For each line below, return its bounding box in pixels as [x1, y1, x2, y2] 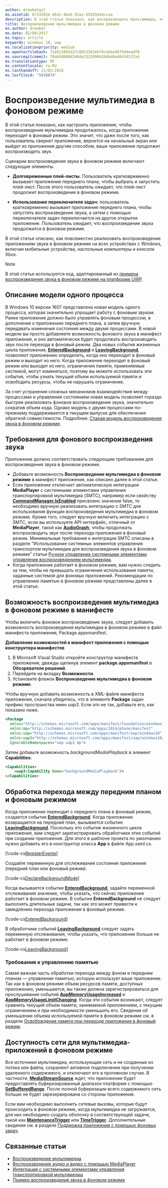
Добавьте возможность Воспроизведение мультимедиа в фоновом [12, 471, 161, 477]
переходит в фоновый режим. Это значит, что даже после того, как [5, 132, 149, 138]
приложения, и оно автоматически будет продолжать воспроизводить [5, 336, 157, 342]
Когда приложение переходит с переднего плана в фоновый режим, [5, 808, 152, 814]
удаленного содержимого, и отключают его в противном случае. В [5, 1070, 149, 1076]
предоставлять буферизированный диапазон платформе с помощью [5, 1081, 153, 1087]
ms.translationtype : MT [5, 59, 55, 64]
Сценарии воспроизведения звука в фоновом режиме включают [5, 158, 145, 164]
